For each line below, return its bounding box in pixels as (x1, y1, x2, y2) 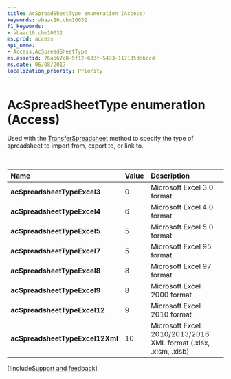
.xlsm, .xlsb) (151, 347, 190, 356)
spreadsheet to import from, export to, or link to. (7, 141, 144, 150)
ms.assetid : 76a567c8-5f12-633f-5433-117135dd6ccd (7, 55, 155, 62)
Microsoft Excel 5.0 (151, 222, 214, 232)
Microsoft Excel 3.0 (151, 183, 214, 192)
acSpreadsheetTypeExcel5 (10, 227, 101, 236)
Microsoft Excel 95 (151, 242, 212, 251)
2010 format (151, 310, 192, 319)
